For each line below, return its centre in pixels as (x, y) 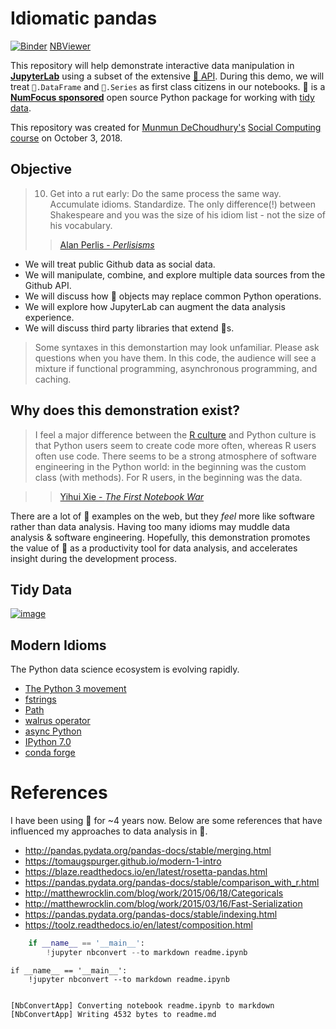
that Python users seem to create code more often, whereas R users (175, 445)
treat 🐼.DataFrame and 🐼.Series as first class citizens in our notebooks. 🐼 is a (168, 86)
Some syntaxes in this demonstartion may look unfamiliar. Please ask (177, 347)
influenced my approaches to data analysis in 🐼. (109, 831)
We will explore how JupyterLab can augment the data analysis (155, 306)
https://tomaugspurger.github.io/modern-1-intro (123, 861)
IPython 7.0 (48, 742)
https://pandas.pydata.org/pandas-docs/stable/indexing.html (151, 914)
